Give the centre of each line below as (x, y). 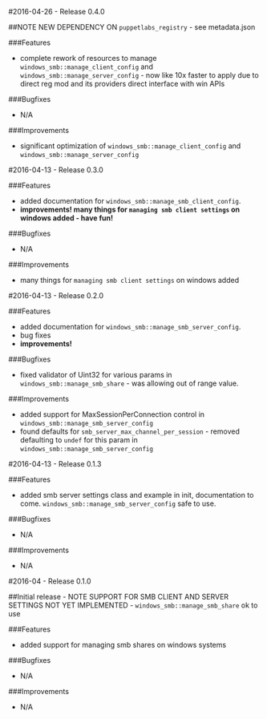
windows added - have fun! (67, 218)
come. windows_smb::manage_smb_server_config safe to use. (118, 503)
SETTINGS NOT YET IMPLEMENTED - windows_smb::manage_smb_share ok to (133, 605)
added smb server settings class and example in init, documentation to (137, 495)
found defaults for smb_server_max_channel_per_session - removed (130, 431)
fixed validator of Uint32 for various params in (96, 375)
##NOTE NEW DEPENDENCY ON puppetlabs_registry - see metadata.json (132, 27)
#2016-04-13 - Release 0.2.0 (56, 295)
